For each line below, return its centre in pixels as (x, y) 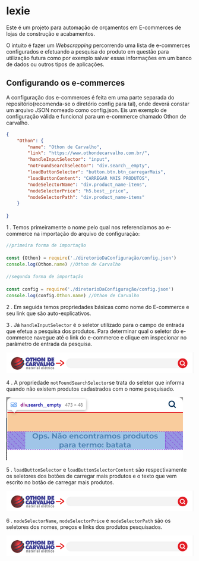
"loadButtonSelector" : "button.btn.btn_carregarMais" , (97, 172)
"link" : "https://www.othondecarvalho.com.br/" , (89, 153)
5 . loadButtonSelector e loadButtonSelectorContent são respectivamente (97, 469)
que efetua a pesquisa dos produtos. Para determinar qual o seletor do (93, 331)
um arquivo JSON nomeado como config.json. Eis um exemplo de (87, 110)
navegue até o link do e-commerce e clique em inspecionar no (110, 337)
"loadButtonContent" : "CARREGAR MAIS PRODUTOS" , (89, 178)
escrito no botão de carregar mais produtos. (60, 482)
